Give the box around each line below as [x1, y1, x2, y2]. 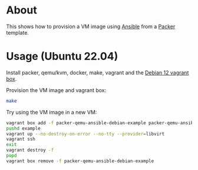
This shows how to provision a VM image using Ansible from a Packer [6, 23, 176, 30]
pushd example [6, 125, 41, 131]
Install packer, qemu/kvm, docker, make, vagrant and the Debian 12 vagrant [6, 69, 189, 76]
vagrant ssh [6, 136, 35, 142]
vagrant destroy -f [6, 147, 54, 153]
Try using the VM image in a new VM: [6, 108, 97, 115]
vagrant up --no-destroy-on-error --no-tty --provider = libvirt [6, 131, 165, 137]
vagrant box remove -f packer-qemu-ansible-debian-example [6, 158, 154, 164]
